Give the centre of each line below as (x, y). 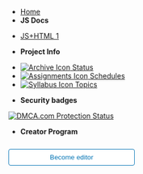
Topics (86, 85)
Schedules (107, 76)
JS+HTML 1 (39, 36)
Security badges (48, 100)
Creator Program (49, 132)
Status (83, 67)
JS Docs (34, 20)
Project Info (40, 51)
